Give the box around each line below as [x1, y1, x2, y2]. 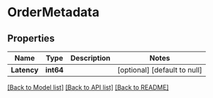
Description [70, 54, 111, 63]
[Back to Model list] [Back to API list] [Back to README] [7, 83, 169, 92]
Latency [11, 65, 39, 75]
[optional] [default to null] [117, 65, 202, 75]
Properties [7, 32, 55, 44]
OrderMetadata [7, 4, 100, 20]
